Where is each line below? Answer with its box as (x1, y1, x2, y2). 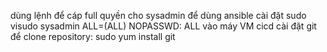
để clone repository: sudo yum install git (10, 31, 176, 42)
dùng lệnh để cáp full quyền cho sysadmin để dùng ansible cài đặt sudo (10, 10, 307, 21)
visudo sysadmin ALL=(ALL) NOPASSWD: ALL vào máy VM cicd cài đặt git (10, 20, 317, 32)
